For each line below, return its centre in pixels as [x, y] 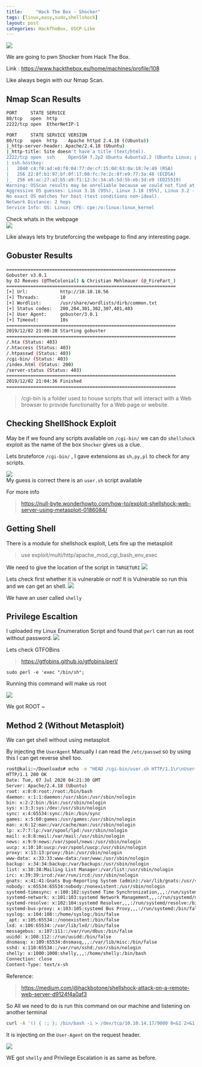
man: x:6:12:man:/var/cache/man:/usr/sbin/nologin [71, 825]
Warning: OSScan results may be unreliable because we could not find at [101, 185]
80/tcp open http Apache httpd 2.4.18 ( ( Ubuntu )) [78, 141]
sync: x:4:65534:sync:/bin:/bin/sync [54, 814]
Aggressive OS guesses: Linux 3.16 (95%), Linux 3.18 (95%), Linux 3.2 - [101, 191]
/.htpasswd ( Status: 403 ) [38, 353]
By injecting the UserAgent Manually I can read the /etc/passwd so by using [99, 751]
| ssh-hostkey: [25, 163]
